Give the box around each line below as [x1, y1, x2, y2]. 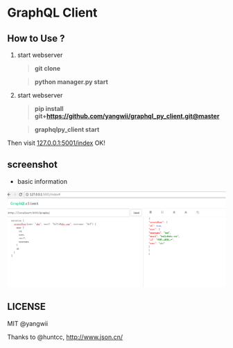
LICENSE [7, 301, 46, 313]
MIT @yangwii [7, 319, 49, 327]
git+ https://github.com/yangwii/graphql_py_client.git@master [34, 112, 220, 120]
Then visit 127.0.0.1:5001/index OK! [7, 139, 106, 147]
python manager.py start [34, 78, 109, 86]
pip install [34, 105, 64, 112]
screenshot [7, 159, 58, 171]
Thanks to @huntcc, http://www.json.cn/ [7, 333, 123, 341]
